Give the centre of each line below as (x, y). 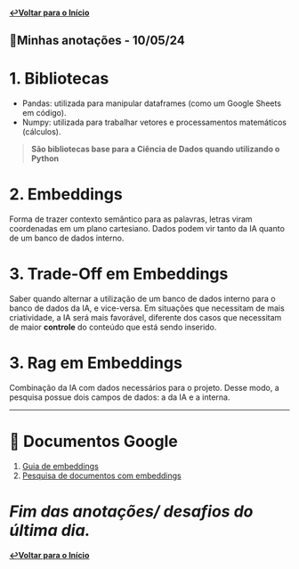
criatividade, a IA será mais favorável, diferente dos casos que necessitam (145, 317)
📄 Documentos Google (93, 441)
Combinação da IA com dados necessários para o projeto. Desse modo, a (145, 387)
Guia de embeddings (61, 466)
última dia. (50, 530)
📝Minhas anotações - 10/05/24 (97, 40)
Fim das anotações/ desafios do (131, 511)
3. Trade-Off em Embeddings (119, 274)
